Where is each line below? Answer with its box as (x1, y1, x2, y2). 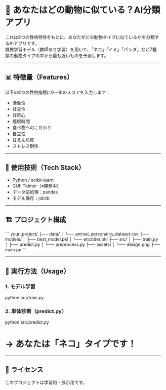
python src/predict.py (5, 319, 49, 325)
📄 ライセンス (5, 365, 43, 374)
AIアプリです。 (9, 40, 40, 46)
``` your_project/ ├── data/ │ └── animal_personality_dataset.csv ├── (5, 231, 149, 237)
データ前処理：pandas (12, 189, 58, 195)
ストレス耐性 (12, 143, 39, 149)
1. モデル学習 (5, 283, 36, 290)
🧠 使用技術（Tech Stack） (5, 163, 85, 172)
